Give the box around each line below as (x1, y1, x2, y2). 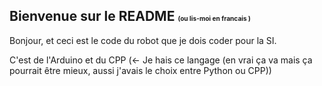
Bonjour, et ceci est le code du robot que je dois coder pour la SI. (9, 34, 277, 46)
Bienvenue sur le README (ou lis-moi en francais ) (9, 8, 251, 25)
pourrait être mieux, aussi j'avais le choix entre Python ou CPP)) (9, 64, 272, 76)
